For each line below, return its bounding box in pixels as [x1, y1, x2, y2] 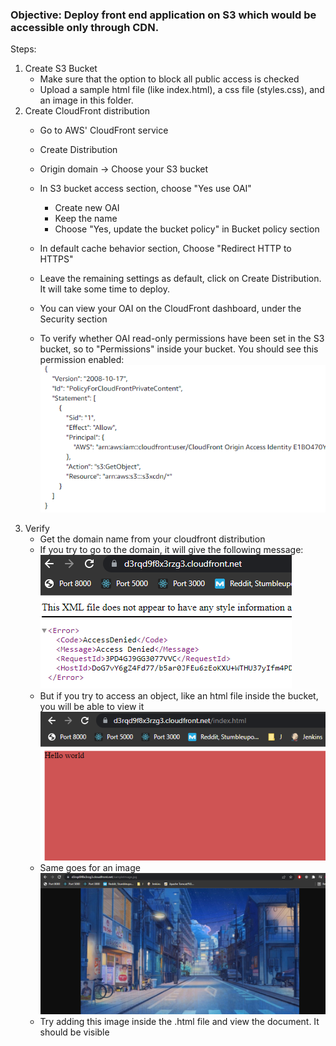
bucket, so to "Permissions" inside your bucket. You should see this [39, 343, 319, 355]
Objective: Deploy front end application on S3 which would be [10, 8, 317, 22]
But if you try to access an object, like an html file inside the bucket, [39, 689, 319, 702]
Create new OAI [54, 202, 120, 214]
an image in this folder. [39, 94, 134, 107]
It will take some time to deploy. [39, 283, 170, 295]
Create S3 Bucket [24, 63, 98, 75]
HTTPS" [39, 253, 74, 265]
